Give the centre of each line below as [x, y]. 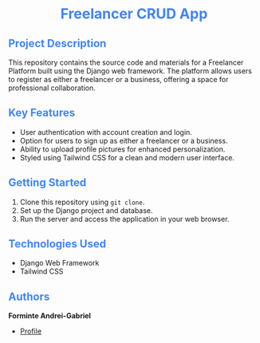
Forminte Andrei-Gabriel [50, 316]
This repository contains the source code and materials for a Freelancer [126, 62]
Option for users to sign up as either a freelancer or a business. [124, 140]
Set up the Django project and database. [86, 210]
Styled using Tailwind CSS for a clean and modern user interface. [127, 157]
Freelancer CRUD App [134, 14]
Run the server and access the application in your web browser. [124, 219]
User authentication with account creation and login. [106, 132]
